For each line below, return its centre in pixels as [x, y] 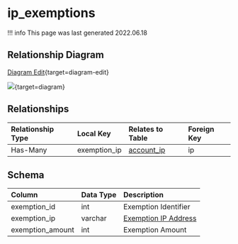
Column [24, 195]
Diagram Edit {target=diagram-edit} [58, 72]
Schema [26, 175]
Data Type [99, 195]
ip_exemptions [51, 13]
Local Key [94, 133]
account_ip [147, 150]
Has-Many [29, 150]
